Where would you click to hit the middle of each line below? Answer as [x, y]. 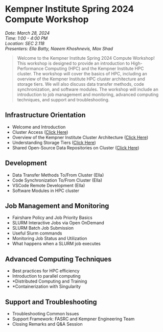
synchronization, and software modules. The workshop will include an [88, 89]
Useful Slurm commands [37, 233]
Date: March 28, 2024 [27, 33]
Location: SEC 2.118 [25, 43]
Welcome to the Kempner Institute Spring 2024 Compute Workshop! [86, 58]
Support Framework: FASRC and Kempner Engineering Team [73, 319]
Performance [30, 68]
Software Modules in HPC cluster [46, 190]
